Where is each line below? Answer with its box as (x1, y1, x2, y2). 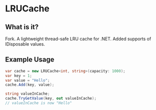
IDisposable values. (5, 41, 45, 47)
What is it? (5, 23, 39, 31)
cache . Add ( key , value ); (5, 82, 55, 87)
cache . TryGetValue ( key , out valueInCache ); (5, 96, 97, 101)
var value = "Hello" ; (5, 78, 50, 83)
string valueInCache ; (5, 91, 50, 97)
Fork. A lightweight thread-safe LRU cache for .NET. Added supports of (5, 36, 152, 42)
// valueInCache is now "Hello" (5, 101, 72, 106)
